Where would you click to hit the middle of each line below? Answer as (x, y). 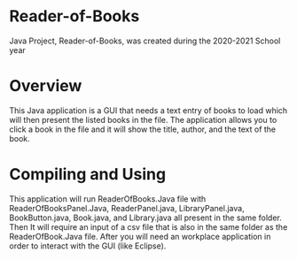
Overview (46, 86)
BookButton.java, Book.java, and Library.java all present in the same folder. (145, 218)
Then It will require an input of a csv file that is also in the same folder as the (148, 226)
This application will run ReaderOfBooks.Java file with (108, 199)
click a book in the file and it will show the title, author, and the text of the (143, 129)
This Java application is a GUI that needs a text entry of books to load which (148, 110)
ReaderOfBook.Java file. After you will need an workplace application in (140, 236)
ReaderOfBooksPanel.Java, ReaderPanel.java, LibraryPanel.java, (127, 208)
